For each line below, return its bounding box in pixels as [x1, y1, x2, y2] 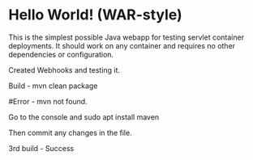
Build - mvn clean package [8, 81, 98, 91]
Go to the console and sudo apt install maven [8, 112, 160, 122]
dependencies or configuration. [8, 49, 114, 59]
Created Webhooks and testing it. [8, 65, 120, 74]
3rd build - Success [8, 143, 75, 153]
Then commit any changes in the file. [8, 128, 132, 137]
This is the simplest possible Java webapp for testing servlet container [8, 32, 245, 42]
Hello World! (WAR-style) [8, 6, 182, 24]
